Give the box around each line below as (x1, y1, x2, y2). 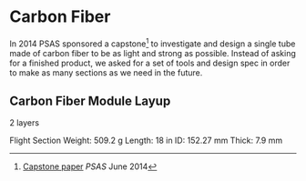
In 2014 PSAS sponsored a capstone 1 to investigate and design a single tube (9, 36, 296, 49)
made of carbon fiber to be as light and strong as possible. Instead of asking (9, 47, 296, 58)
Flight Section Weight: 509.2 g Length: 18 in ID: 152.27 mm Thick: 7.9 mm (9, 135, 283, 146)
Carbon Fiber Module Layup (9, 93, 171, 108)
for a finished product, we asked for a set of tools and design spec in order (9, 57, 291, 68)
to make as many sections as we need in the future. (9, 66, 203, 78)
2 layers (9, 117, 39, 128)
